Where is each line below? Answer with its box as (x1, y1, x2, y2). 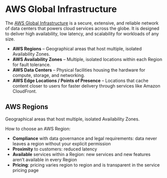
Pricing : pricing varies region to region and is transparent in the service (12, 161, 160, 168)
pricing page (12, 167, 39, 173)
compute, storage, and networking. (12, 72, 85, 78)
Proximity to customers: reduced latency (12, 146, 97, 152)
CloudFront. (12, 88, 37, 94)
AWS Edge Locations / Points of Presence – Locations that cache (12, 77, 148, 83)
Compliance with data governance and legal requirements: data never (12, 135, 157, 141)
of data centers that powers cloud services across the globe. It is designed (5, 25, 159, 31)
